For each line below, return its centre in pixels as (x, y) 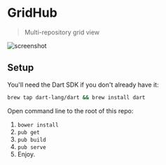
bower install (38, 125)
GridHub (32, 13)
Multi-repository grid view (62, 32)
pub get (28, 132)
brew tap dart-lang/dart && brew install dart (76, 97)
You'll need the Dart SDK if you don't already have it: (83, 85)
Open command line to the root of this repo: (70, 110)
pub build (32, 140)
